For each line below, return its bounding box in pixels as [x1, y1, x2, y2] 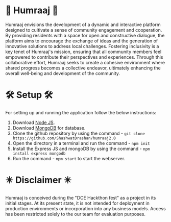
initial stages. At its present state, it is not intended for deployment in [5, 200, 150, 206]
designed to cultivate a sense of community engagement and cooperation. [5, 27, 162, 33]
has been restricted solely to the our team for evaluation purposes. [5, 211, 145, 217]
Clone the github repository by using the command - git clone [12, 130, 145, 136]
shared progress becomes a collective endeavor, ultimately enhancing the [5, 65, 161, 71]
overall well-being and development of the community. [5, 70, 120, 76]
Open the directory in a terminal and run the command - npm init [12, 140, 150, 146]
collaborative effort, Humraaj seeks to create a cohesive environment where [5, 59, 165, 65]
